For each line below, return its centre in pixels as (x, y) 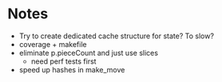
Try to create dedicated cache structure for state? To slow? (117, 36)
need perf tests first (63, 61)
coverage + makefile (53, 44)
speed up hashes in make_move (72, 69)
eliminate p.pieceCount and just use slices (89, 53)
